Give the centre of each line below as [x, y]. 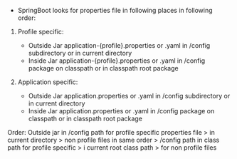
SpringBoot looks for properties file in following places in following [115, 10]
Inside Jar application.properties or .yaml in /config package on [121, 111]
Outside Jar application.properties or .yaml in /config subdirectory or [129, 96]
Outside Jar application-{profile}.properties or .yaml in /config [119, 45]
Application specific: [48, 82]
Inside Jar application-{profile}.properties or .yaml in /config [116, 61]
